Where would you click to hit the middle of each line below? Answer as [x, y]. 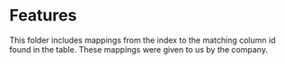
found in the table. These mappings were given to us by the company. [138, 49]
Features [43, 16]
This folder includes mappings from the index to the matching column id [142, 40]
